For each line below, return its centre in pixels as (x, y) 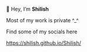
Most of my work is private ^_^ (43, 20)
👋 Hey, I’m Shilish (27, 9)
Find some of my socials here (42, 32)
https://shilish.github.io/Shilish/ (43, 43)
